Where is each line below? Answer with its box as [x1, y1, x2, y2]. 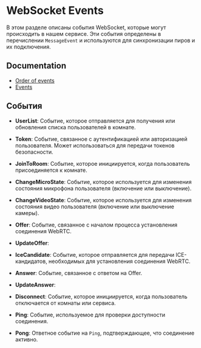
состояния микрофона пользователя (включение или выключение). [15, 185, 192, 192]
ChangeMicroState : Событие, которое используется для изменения [15, 178, 192, 185]
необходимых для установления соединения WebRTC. [48, 258, 191, 265]
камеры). [15, 209, 39, 216]
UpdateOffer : [15, 239, 50, 247]
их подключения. [6, 43, 51, 50]
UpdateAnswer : [15, 281, 56, 288]
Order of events [15, 77, 55, 84]
